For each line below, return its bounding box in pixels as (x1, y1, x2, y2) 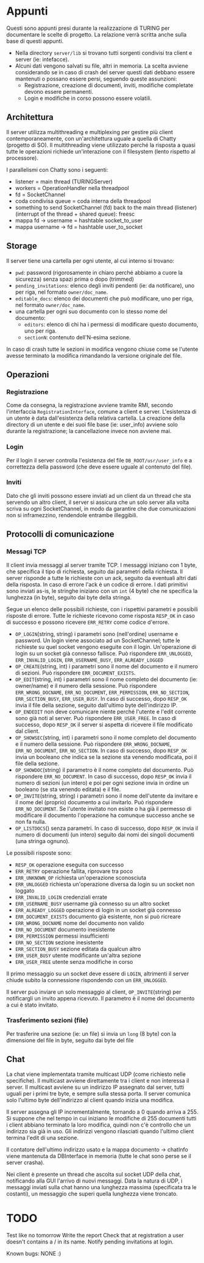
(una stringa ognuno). (15, 837, 70, 844)
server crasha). (6, 1159, 44, 1166)
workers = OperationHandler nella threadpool (15, 184, 129, 191)
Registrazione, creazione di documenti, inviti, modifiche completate (24, 81, 194, 89)
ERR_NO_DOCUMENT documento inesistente (15, 925, 116, 933)
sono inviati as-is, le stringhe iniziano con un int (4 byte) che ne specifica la (6, 587, 198, 595)
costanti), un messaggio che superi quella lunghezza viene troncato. (6, 1190, 178, 1197)
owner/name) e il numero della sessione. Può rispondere (15, 682, 157, 689)
